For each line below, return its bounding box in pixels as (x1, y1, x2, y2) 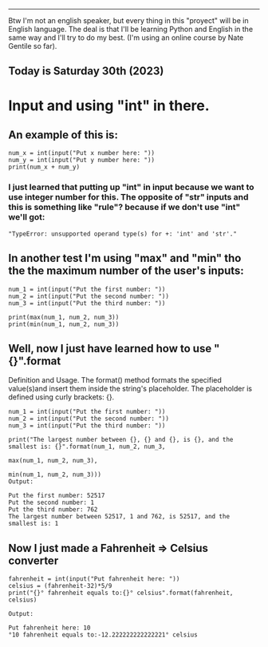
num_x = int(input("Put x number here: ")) (8, 149, 156, 157)
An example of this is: (8, 128, 118, 141)
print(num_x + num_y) (8, 163, 81, 172)
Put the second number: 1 (8, 498, 94, 507)
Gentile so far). (8, 42, 57, 50)
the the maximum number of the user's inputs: (8, 264, 245, 278)
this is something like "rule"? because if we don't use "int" (8, 201, 241, 212)
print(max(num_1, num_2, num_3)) (8, 313, 120, 321)
